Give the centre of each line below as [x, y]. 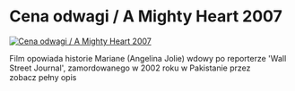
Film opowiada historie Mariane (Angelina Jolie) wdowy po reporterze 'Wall [148, 58]
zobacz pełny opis [43, 77]
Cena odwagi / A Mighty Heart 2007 [146, 17]
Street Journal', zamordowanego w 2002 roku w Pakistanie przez [130, 68]
